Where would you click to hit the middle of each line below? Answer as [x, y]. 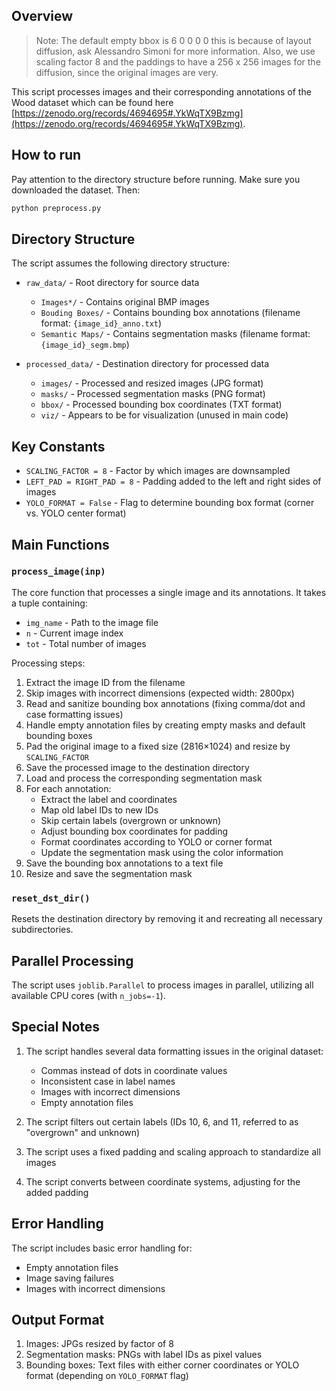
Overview [42, 16]
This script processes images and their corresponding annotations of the [161, 91]
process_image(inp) [58, 572]
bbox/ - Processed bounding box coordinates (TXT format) [161, 405]
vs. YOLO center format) [76, 513]
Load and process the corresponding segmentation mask [144, 778]
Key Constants [58, 446]
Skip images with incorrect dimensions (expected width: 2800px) [160, 693]
